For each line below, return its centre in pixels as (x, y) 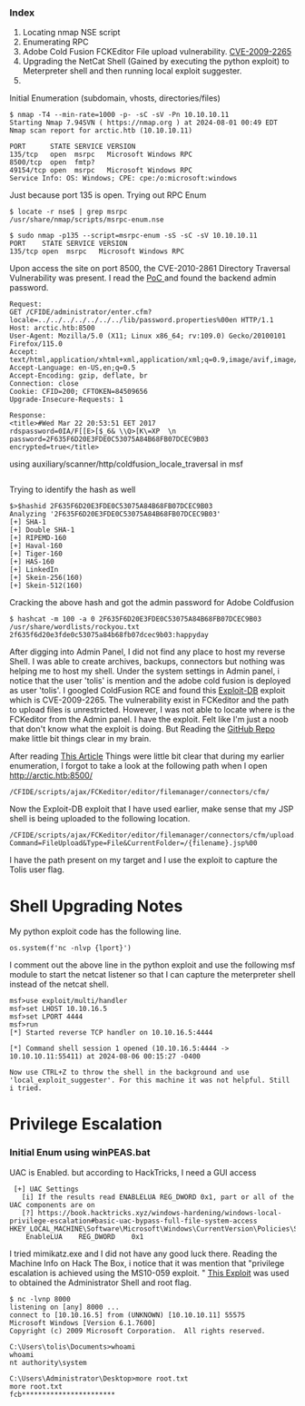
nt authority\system (49, 1362)
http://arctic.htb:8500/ (51, 776)
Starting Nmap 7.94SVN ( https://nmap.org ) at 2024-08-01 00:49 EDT (144, 123)
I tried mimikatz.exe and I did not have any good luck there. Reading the (143, 1254)
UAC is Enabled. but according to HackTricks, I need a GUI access (133, 1172)
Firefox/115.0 (36, 344)
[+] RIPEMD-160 (38, 538)
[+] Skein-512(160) (46, 586)
